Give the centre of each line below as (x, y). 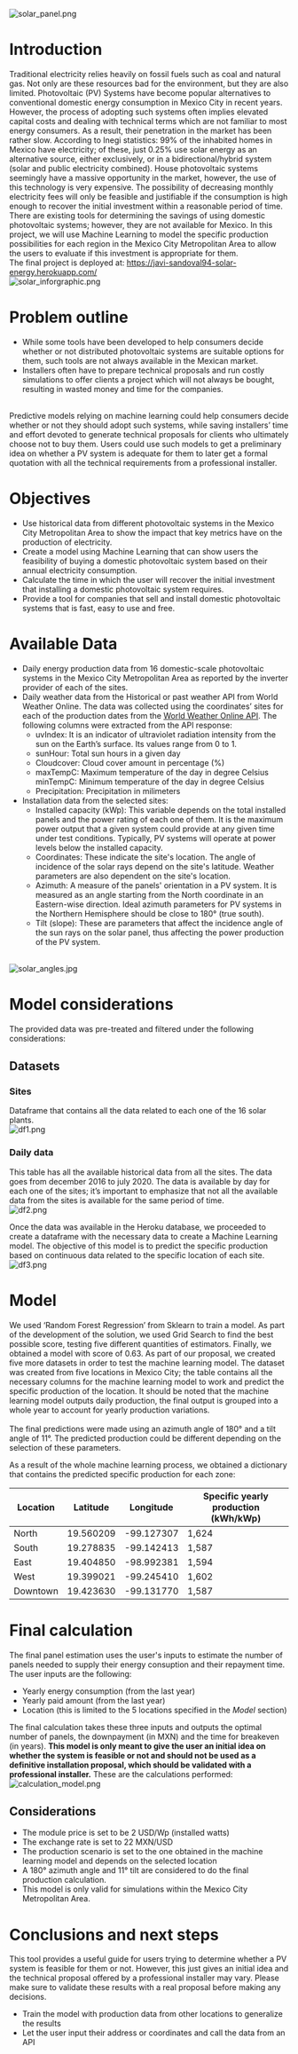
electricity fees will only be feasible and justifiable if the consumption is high (149, 196)
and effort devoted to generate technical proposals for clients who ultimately (149, 434)
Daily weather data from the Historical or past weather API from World (150, 696)
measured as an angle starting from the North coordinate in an (149, 894)
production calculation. (64, 1880)
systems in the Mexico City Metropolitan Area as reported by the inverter (155, 678)
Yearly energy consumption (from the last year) (109, 1691)
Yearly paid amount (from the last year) (94, 1700)
